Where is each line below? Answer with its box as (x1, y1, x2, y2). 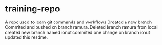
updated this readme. (5, 34, 48, 40)
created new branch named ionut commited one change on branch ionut (5, 29, 150, 35)
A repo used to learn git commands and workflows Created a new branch (5, 19, 152, 25)
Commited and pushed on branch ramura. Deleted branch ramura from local (5, 24, 158, 30)
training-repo (5, 3, 60, 14)
